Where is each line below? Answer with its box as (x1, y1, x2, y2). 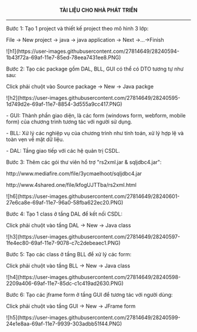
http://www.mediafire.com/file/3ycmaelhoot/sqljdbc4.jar (6, 170, 142, 177)
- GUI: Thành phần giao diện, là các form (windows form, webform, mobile (6, 112, 186, 119)
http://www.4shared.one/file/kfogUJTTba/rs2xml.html (6, 182, 137, 189)
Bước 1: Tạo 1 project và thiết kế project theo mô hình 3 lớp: (6, 25, 149, 32)
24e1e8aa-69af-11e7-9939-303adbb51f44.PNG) (6, 320, 122, 327)
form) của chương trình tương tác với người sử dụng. (6, 118, 133, 125)
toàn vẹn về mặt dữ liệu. (6, 136, 64, 143)
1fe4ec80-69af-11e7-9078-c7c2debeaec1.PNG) (6, 240, 121, 247)
